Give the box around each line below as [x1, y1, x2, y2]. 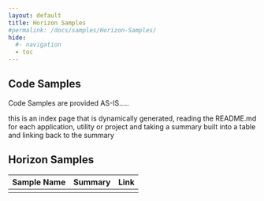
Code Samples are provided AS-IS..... [8, 98, 130, 107]
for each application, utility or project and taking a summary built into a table [8, 121, 256, 131]
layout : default [8, 11, 61, 20]
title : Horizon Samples [8, 19, 87, 27]
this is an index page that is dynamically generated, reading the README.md [8, 114, 257, 123]
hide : [8, 33, 26, 42]
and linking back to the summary [8, 130, 114, 140]
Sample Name [12, 177, 66, 188]
